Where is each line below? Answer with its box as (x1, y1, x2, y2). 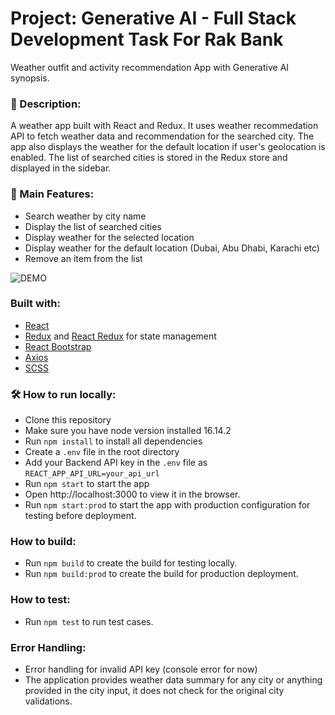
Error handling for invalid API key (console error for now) (24, 663, 258, 676)
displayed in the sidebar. (10, 162, 112, 174)
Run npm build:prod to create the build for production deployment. (24, 568, 299, 580)
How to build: (10, 535, 77, 549)
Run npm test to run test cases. (24, 615, 154, 627)
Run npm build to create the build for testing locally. (24, 557, 238, 569)
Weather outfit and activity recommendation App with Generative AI (10, 61, 290, 73)
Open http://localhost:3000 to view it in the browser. (24, 488, 241, 501)
